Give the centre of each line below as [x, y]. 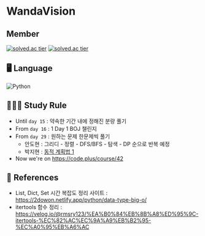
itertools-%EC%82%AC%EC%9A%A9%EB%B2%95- [83, 221]
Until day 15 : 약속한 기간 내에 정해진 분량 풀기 [71, 121]
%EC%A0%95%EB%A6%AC [52, 227]
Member [23, 34]
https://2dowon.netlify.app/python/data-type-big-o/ [81, 200]
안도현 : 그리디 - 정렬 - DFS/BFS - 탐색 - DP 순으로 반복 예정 [97, 144]
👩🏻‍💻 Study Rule [37, 105]
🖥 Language [30, 68]
